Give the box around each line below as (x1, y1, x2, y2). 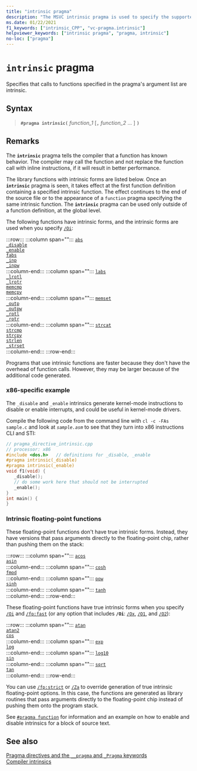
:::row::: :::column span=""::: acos (6, 552, 86, 559)
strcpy (6, 332, 22, 338)
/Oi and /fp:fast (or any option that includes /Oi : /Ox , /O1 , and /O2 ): (6, 610, 171, 617)
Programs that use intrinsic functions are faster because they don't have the (6, 359, 191, 366)
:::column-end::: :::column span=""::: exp (6, 637, 104, 645)
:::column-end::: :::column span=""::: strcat (6, 321, 111, 328)
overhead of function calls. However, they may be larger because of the (6, 365, 180, 372)
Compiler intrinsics (6, 758, 52, 765)
